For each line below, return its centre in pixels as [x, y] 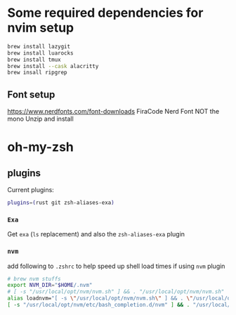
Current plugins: [31, 190]
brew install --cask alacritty [53, 66]
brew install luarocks [40, 53]
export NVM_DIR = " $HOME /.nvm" [50, 286]
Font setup [31, 94]
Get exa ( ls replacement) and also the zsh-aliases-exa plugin [96, 234]
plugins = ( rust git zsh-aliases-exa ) [61, 203]
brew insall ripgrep [38, 73]
